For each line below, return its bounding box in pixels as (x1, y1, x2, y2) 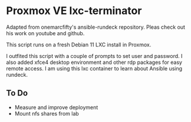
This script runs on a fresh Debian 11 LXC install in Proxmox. (6, 41, 152, 48)
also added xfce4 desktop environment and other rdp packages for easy (6, 59, 183, 66)
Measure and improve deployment (14, 104, 98, 111)
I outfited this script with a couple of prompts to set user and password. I (6, 52, 183, 59)
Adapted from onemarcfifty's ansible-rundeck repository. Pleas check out (6, 23, 186, 30)
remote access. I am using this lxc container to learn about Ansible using (6, 65, 183, 72)
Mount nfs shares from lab (14, 110, 80, 117)
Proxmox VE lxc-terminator (6, 4, 142, 18)
